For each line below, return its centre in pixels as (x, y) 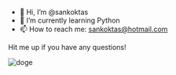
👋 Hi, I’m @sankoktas (54, 12)
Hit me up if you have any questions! (67, 47)
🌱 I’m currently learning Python (70, 20)
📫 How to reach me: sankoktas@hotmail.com (93, 29)
